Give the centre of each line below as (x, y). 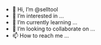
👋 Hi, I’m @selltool (35, 9)
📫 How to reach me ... (40, 36)
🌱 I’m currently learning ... (45, 22)
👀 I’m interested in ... (38, 16)
